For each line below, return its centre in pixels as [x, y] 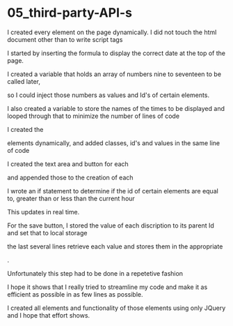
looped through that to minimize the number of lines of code [93, 116]
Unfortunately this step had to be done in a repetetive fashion [95, 273]
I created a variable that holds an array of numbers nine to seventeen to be [114, 74]
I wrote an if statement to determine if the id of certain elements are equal [113, 191]
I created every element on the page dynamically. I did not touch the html [112, 32]
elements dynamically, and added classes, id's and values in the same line [114, 143]
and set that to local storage [47, 232]
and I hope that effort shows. [49, 315]
